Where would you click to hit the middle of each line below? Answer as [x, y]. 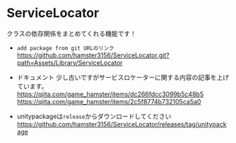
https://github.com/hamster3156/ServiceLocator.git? [93, 55]
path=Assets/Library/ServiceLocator [70, 62]
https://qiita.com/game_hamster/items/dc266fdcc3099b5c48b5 [110, 94]
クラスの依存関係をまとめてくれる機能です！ [72, 33]
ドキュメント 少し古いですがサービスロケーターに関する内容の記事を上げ [123, 77]
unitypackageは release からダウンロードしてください [94, 116]
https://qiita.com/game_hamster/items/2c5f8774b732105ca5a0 [109, 101]
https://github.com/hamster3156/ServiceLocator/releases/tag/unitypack [122, 124]
